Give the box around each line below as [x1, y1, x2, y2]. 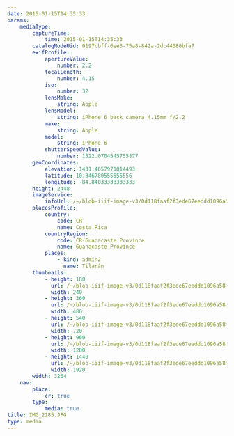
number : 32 [56, 88, 89, 95]
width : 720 [51, 327, 82, 334]
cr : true [44, 392, 70, 399]
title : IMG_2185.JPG [7, 412, 68, 419]
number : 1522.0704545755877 [56, 153, 139, 160]
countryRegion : [44, 231, 89, 238]
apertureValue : [44, 56, 89, 63]
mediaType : [19, 23, 52, 30]
